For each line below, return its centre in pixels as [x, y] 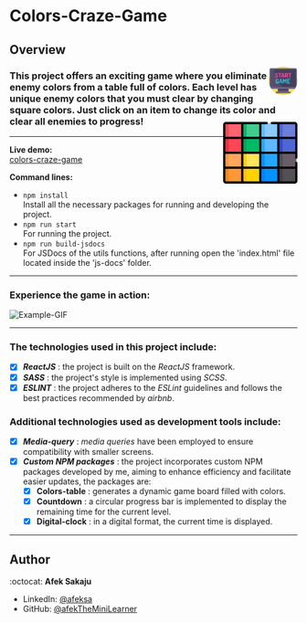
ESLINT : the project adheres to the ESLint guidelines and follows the [153, 387]
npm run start [49, 225]
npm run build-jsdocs [64, 244]
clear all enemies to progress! [77, 121]
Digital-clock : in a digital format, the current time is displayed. [154, 522]
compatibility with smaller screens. [88, 452]
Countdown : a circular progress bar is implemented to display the [161, 502]
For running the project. [67, 233]
